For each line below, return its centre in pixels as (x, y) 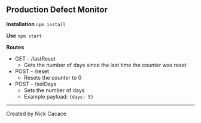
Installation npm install (36, 24)
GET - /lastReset (35, 58)
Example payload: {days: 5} (59, 96)
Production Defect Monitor (57, 10)
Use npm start (24, 36)
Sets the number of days (54, 90)
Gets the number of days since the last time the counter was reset (105, 65)
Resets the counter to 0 (53, 77)
